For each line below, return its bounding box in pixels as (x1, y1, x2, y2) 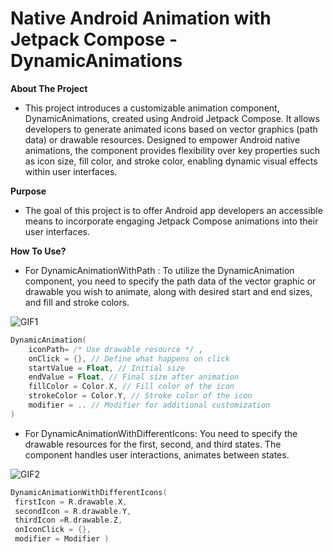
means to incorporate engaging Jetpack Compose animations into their (24, 215, 319, 227)
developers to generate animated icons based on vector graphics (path (24, 123, 318, 135)
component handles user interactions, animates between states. (24, 448, 290, 461)
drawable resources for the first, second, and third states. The (24, 438, 282, 450)
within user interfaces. (24, 165, 118, 177)
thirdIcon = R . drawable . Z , (14, 515, 123, 526)
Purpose (10, 185, 47, 197)
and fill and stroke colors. (24, 296, 130, 308)
